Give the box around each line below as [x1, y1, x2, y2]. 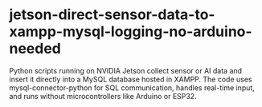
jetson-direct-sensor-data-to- [9, 6, 215, 24]
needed [9, 40, 61, 57]
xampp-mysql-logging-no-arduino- [9, 22, 252, 41]
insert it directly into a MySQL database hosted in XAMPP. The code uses [9, 74, 252, 84]
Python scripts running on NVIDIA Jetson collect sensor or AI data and [9, 65, 243, 75]
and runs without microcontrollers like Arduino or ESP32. [9, 91, 197, 101]
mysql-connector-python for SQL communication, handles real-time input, [9, 82, 256, 93]
